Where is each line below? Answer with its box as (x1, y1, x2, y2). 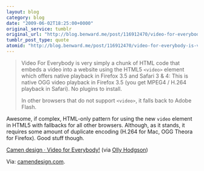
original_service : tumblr (6, 25, 72, 32)
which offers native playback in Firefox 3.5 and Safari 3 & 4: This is (21, 72, 188, 79)
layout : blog (6, 8, 39, 15)
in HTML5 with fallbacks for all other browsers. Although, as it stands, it (6, 121, 185, 129)
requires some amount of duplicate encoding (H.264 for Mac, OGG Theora (6, 128, 193, 135)
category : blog (6, 15, 45, 21)
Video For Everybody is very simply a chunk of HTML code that (21, 59, 180, 67)
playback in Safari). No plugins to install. (21, 85, 123, 92)
